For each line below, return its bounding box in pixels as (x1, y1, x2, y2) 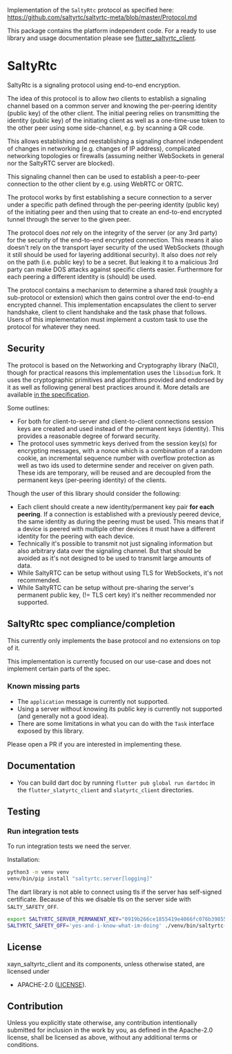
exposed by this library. (17, 727, 84, 735)
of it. (7, 644, 21, 652)
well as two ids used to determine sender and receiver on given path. (17, 461, 214, 469)
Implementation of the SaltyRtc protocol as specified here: (7, 6, 174, 14)
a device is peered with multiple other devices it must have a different (17, 524, 215, 533)
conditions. (7, 1041, 39, 1049)
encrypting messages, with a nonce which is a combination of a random (17, 446, 222, 454)
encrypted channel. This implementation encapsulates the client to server (7, 300, 217, 309)
